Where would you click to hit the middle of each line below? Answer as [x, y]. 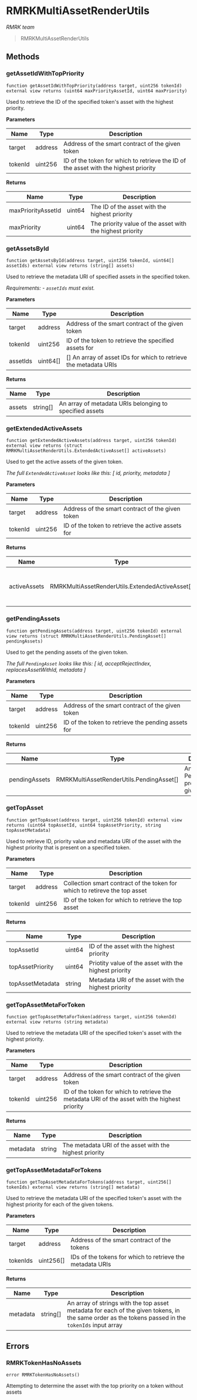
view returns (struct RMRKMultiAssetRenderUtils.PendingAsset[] [86, 636]
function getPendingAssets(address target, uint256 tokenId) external [94, 631]
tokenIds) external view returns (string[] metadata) [73, 1187]
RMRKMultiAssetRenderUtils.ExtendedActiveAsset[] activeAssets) [86, 451]
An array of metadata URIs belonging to [113, 403]
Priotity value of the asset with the [136, 963]
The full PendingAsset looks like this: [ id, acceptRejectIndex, [79, 663]
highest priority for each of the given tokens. [60, 1204]
